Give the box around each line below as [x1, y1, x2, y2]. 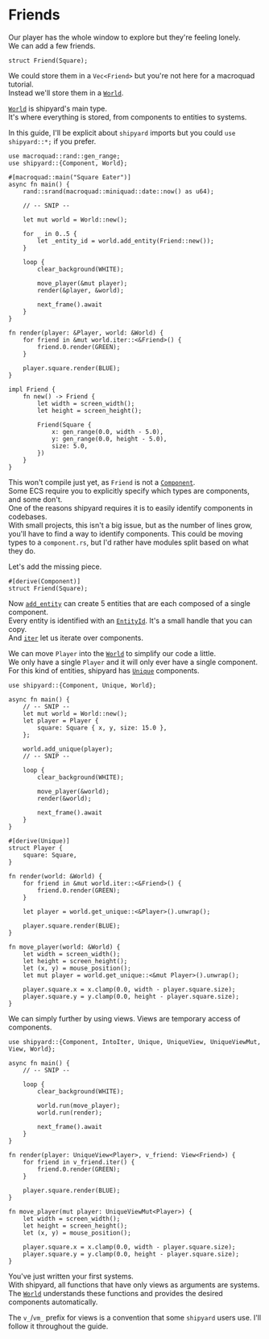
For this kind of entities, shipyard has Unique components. [8, 665, 200, 676]
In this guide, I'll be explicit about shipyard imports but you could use [8, 128, 236, 137]
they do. [8, 545, 36, 555]
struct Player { [8, 844, 63, 852]
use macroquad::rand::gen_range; [8, 152, 121, 160]
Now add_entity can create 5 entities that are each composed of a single [8, 598, 251, 608]
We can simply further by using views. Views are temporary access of [8, 1013, 241, 1023]
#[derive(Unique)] [8, 836, 70, 845]
